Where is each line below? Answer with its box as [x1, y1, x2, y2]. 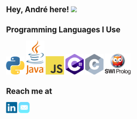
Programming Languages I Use [6, 25, 121, 35]
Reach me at [6, 86, 53, 96]
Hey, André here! [6, 5, 69, 15]
